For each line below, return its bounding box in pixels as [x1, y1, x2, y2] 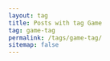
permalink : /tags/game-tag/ [8, 33, 103, 42]
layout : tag [8, 11, 48, 20]
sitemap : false [8, 41, 59, 49]
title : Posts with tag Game [8, 19, 103, 27]
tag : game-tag [8, 26, 56, 34]
